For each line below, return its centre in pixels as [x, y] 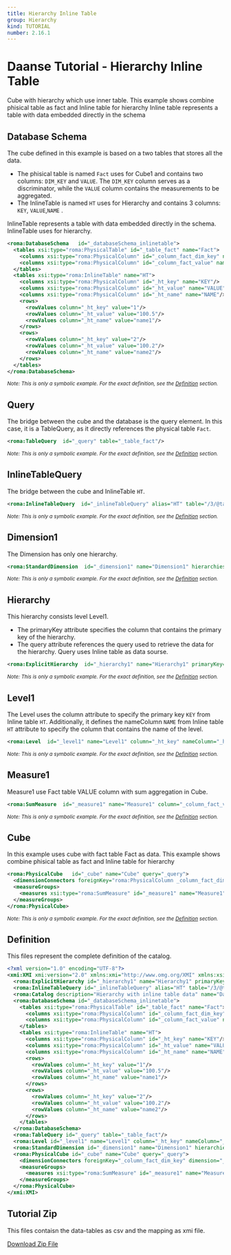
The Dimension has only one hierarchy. [63, 554]
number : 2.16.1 [29, 33]
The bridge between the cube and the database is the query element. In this [115, 422]
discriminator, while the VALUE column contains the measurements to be [118, 188]
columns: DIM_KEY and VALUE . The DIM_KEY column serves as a [103, 181]
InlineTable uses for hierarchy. [49, 231]
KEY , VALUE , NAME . [40, 210]
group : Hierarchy [32, 20]
